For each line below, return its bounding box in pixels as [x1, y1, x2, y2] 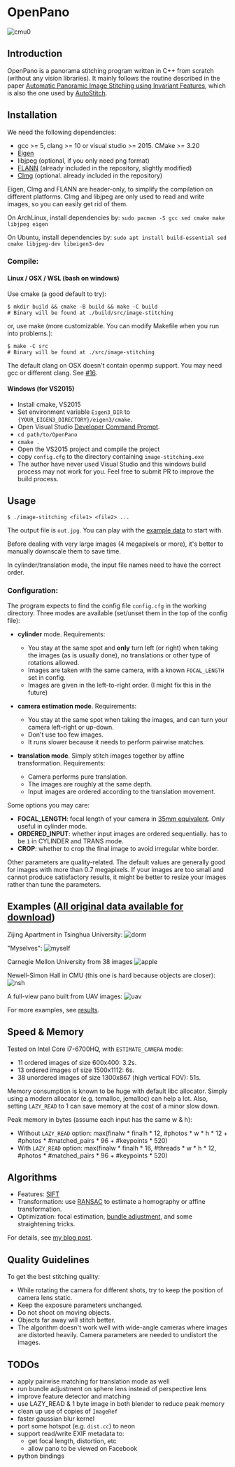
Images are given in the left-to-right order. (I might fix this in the [27, 681, 212, 689]
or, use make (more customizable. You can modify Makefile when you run [7, 321, 219, 330]
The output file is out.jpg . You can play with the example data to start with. [7, 525, 224, 534]
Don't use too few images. [27, 730, 104, 739]
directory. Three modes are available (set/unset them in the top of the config [7, 609, 228, 617]
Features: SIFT [17, 1190, 60, 1198]
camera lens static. [17, 1294, 73, 1302]
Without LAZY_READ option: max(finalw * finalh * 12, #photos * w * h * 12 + [17, 1129, 228, 1137]
